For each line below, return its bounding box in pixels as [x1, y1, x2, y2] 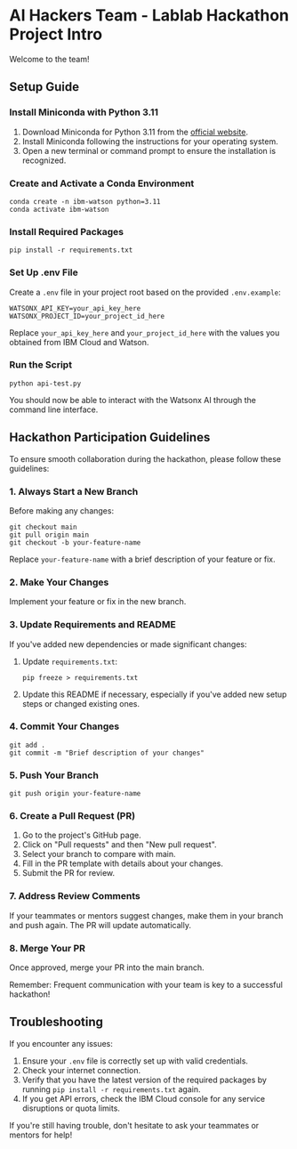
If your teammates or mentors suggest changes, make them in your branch [9, 910, 284, 921]
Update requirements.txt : [21, 656, 118, 667]
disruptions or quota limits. [21, 1103, 120, 1113]
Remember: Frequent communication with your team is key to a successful [9, 980, 283, 990]
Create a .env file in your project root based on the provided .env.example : [9, 287, 282, 297]
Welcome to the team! [9, 53, 91, 64]
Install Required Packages [9, 225, 124, 238]
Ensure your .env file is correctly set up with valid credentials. [21, 1056, 249, 1066]
